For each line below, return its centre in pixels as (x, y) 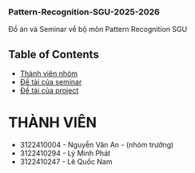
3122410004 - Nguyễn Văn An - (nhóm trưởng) (97, 145)
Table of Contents (54, 54)
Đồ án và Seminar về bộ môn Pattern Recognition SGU (98, 29)
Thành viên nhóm (49, 73)
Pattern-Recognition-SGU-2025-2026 (84, 12)
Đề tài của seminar (51, 82)
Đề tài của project (49, 91)
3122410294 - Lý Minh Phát (65, 153)
